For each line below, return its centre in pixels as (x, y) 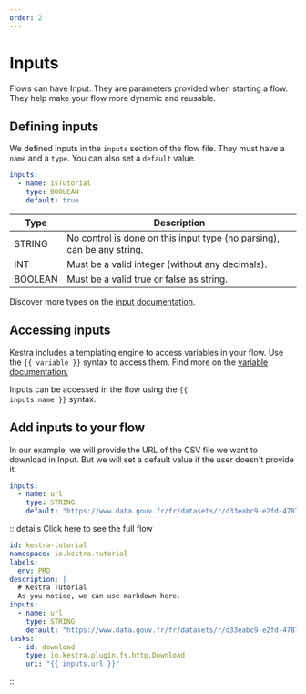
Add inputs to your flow (77, 428)
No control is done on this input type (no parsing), (173, 238)
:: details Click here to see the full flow (81, 528)
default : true (52, 201)
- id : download (46, 647)
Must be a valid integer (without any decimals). (167, 264)
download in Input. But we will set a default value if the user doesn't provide (152, 459)
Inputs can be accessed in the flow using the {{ (99, 389)
